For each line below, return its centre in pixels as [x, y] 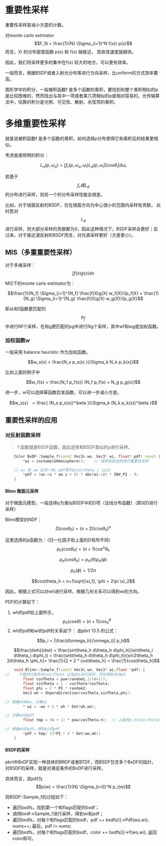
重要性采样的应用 [31, 420]
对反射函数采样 [23, 435]
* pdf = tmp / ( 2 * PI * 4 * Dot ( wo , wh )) [62, 734]
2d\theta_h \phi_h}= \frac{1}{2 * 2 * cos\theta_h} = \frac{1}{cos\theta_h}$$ [83, 661]
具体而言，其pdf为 [24, 779]
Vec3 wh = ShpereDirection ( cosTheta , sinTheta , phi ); [78, 693]
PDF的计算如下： [23, 602]
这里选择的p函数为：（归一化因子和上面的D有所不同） [59, 540]
